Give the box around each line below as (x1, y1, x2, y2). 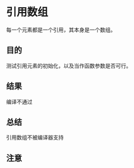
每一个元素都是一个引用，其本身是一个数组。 (6, 26, 116, 33)
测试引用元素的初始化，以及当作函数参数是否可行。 (6, 62, 132, 69)
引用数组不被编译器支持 (6, 134, 64, 141)
